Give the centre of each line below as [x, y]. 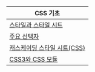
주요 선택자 [24, 36]
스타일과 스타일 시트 [36, 25]
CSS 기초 [47, 13]
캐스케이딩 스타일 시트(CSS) [47, 48]
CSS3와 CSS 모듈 [34, 59]
